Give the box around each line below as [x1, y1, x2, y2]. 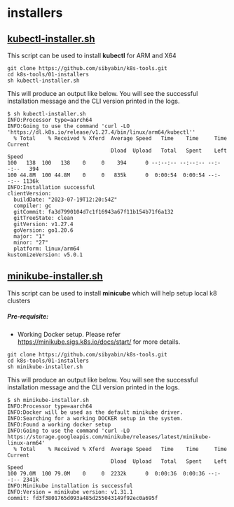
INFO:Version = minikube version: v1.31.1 [7, 488, 133, 495]
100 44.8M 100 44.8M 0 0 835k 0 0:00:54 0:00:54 [7, 172, 205, 179]
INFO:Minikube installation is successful [7, 482, 133, 489]
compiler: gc [13, 202, 52, 209]
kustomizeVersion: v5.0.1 [7, 251, 83, 258]
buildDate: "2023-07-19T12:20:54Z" [13, 196, 118, 203]
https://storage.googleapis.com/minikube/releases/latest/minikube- [7, 433, 212, 440]
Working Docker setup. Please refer [17, 330, 121, 338]
